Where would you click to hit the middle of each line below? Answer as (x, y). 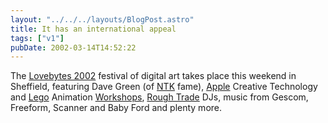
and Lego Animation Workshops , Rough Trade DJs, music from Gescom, (159, 97)
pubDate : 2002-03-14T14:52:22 (73, 47)
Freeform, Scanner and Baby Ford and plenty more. (116, 108)
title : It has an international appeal (93, 29)
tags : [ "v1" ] (37, 38)
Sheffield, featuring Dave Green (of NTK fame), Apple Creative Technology (164, 87)
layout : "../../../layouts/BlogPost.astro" (102, 19)
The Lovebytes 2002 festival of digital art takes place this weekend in (153, 76)
